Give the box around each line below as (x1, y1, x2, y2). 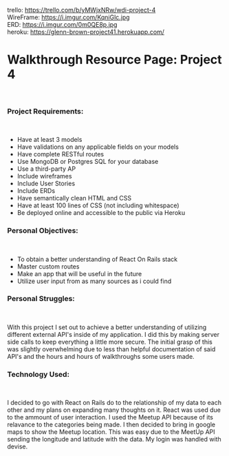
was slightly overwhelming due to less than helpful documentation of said (7, 344, 216, 353)
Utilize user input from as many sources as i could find (17, 277, 172, 285)
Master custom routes (17, 262, 80, 271)
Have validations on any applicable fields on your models (17, 143, 179, 151)
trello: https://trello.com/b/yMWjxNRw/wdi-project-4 (7, 6, 156, 14)
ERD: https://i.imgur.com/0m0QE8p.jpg (7, 21, 118, 28)
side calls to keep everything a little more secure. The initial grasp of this (7, 338, 213, 346)
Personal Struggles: (7, 294, 76, 304)
